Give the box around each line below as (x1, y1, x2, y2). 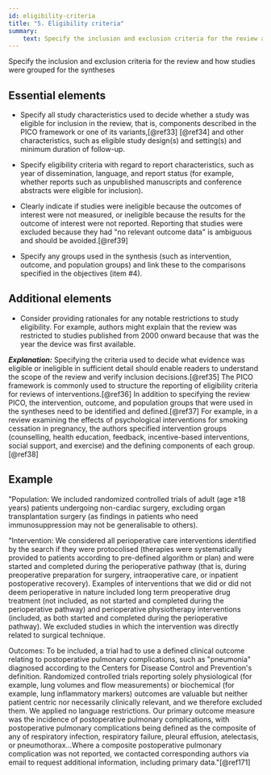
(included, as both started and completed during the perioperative (8, 613, 228, 622)
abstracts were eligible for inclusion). (19, 186, 144, 196)
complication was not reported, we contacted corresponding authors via (8, 748, 249, 758)
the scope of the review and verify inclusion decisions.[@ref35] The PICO (8, 372, 254, 381)
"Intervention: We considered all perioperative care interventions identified (8, 535, 256, 545)
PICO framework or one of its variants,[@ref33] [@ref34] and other (19, 127, 244, 137)
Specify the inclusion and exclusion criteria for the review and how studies (8, 57, 256, 66)
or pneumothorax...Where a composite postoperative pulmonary (8, 740, 222, 750)
